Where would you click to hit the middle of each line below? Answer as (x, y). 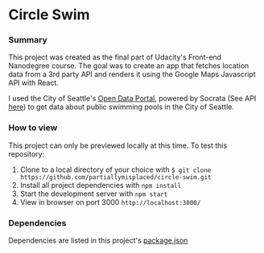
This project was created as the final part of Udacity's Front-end (115, 57)
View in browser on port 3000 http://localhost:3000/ (110, 202)
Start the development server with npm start (94, 194)
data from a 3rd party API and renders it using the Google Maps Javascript (132, 75)
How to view (33, 128)
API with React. (33, 83)
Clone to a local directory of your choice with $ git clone (115, 169)
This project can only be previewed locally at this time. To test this (118, 145)
